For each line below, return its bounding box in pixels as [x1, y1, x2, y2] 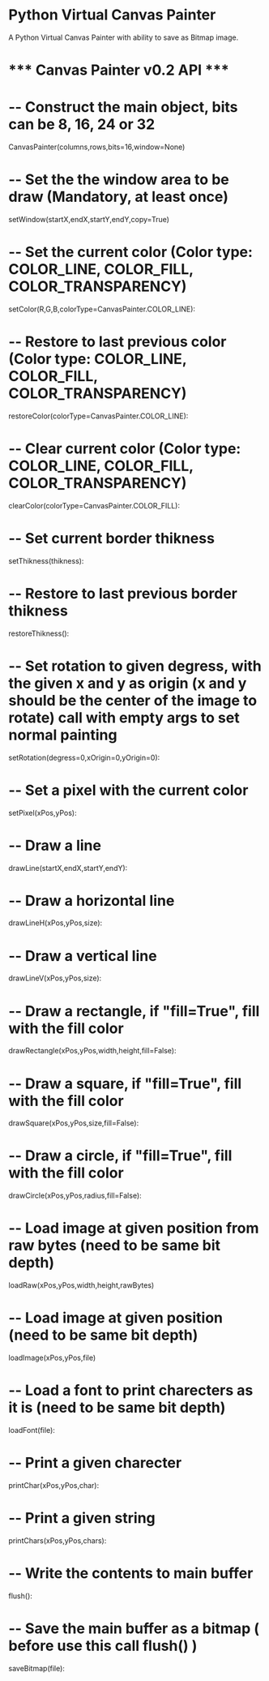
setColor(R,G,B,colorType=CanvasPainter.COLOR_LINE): [8, 304, 196, 314]
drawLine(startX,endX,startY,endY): [8, 863, 128, 873]
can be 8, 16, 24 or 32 [8, 115, 156, 134]
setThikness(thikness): [8, 555, 84, 565]
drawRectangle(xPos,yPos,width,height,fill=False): [8, 1046, 177, 1056]
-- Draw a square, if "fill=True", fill [8, 1074, 242, 1092]
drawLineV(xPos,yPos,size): [8, 973, 102, 983]
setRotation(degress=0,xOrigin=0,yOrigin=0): [8, 753, 160, 762]
